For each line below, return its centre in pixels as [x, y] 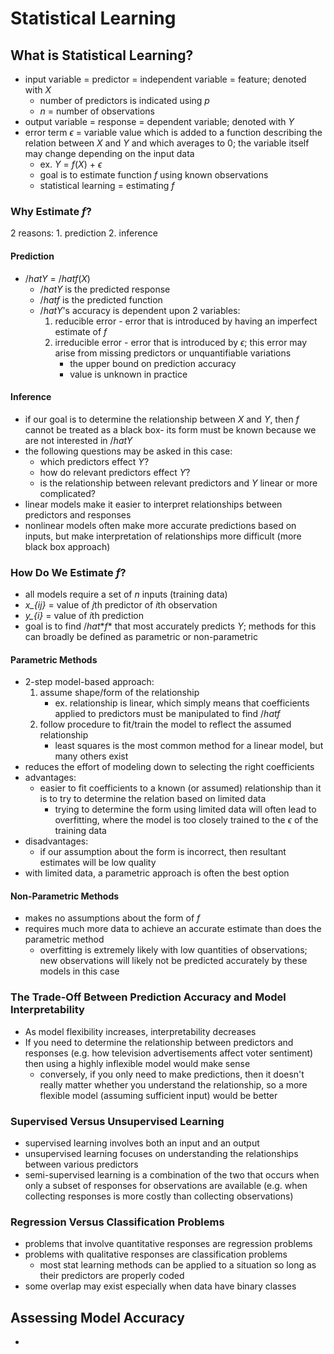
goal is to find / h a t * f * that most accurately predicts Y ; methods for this [170, 626]
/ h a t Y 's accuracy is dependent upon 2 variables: [140, 310]
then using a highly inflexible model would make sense [137, 1063]
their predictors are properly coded [112, 1276]
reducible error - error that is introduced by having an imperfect [186, 321]
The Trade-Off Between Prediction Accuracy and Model [148, 997]
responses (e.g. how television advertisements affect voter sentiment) [169, 1053]
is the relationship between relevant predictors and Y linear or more [178, 483]
